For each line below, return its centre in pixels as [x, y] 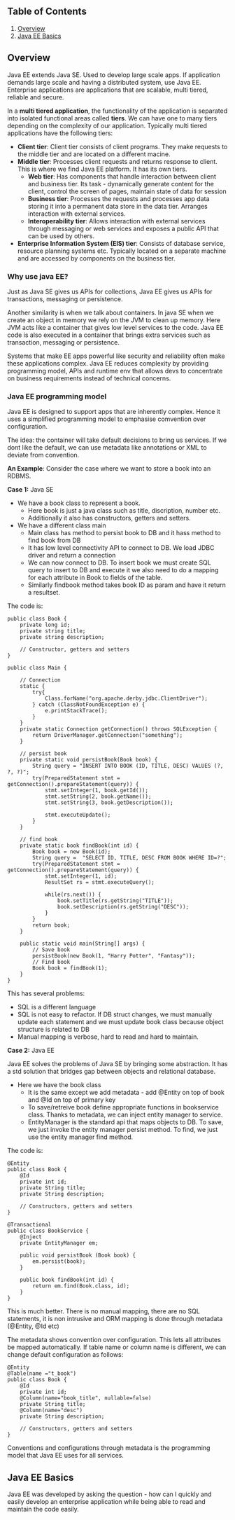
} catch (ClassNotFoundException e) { [89, 705]
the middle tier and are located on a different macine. [94, 154]
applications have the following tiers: [60, 133]
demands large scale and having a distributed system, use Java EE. [104, 82]
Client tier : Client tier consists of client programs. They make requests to [122, 146]
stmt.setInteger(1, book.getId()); [97, 791]
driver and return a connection [72, 555]
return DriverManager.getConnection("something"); [108, 735]
